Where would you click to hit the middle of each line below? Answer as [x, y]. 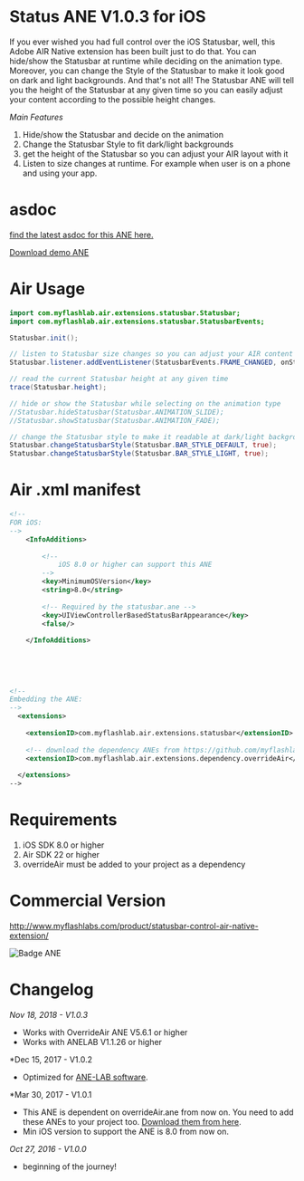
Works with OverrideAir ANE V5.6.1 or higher [105, 1032]
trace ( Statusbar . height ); [58, 388]
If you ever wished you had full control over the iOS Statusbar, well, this [142, 42]
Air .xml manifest [75, 490]
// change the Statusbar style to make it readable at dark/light [137, 437]
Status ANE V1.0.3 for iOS [108, 17]
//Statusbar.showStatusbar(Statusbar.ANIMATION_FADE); [115, 420]
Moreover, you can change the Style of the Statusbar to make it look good [147, 71]
